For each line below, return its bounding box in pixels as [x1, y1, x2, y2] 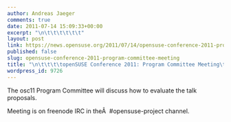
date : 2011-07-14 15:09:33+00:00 [7, 23, 103, 29]
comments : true [7, 16, 51, 23]
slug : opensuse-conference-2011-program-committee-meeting [7, 55, 180, 62]
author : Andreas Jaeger [7, 10, 76, 17]
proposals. [7, 93, 38, 101]
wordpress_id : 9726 [7, 67, 63, 74]
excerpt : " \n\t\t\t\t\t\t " [7, 29, 85, 36]
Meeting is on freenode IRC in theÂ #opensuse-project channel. [7, 107, 190, 115]
